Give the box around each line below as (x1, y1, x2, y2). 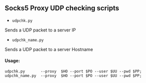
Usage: (5, 57, 21, 64)
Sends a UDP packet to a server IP (5, 27, 76, 33)
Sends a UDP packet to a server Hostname (5, 46, 93, 52)
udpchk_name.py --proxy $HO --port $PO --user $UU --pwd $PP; (5, 73, 142, 78)
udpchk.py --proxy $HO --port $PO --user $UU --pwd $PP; (5, 69, 142, 74)
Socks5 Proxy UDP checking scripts (5, 4, 119, 12)
